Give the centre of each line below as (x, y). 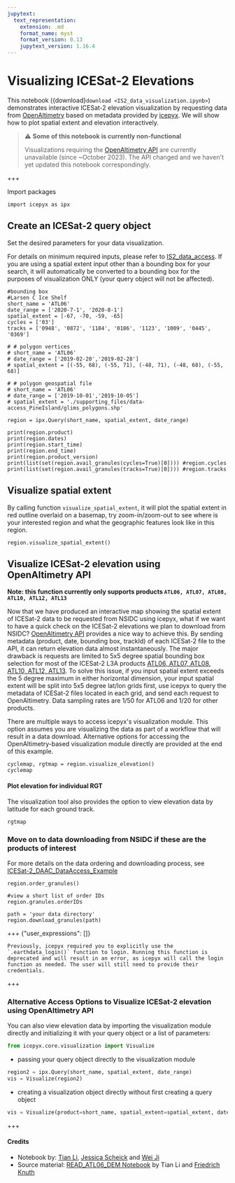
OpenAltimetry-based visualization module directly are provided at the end (115, 744)
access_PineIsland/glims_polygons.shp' (65, 408)
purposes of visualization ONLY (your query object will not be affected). (111, 279)
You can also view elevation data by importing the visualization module (109, 1025)
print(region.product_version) (53, 457)
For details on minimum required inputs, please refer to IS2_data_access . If (115, 256)
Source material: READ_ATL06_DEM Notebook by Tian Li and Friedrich (119, 1164)
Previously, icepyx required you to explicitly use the (90, 946)
